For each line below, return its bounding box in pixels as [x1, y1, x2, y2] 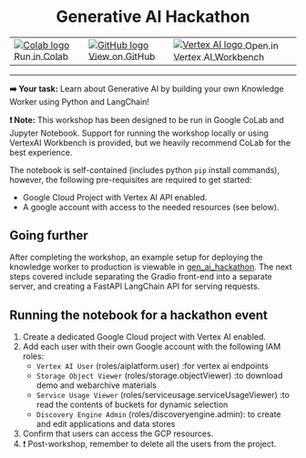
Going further [9, 228, 88, 243]
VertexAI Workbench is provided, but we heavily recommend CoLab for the [9, 137, 291, 148]
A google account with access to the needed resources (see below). [22, 201, 280, 212]
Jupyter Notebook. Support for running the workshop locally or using [9, 127, 269, 138]
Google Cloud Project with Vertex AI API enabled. [22, 191, 208, 202]
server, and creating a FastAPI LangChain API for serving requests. [9, 280, 260, 292]
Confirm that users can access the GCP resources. [22, 428, 214, 439]
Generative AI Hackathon [56, 6, 250, 27]
